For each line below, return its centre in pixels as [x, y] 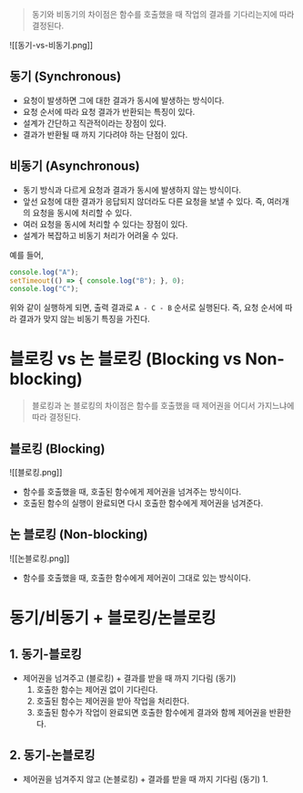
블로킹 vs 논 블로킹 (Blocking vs [126, 359]
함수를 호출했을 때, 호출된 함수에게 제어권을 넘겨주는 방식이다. [132, 491]
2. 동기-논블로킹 [52, 755]
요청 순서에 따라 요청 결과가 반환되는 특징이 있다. [109, 111]
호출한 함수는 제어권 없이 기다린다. [97, 689]
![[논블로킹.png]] [40, 558]
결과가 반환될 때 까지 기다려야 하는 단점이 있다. [105, 134]
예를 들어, [26, 255]
